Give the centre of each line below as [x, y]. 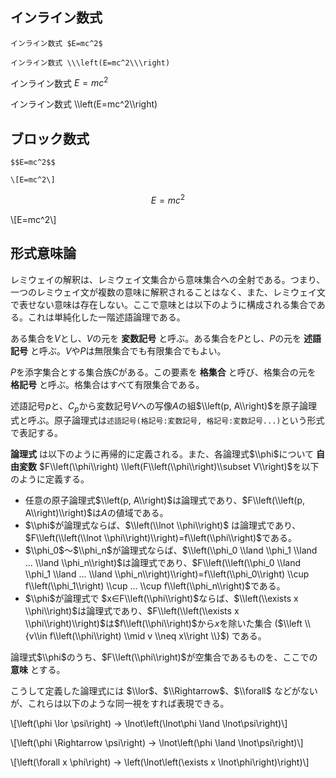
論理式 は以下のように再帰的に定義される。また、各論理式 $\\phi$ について [162, 454]
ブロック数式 [50, 138]
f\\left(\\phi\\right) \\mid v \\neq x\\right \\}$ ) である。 [158, 635]
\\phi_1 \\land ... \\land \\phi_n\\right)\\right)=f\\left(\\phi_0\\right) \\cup [167, 574]
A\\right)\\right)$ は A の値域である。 [96, 512]
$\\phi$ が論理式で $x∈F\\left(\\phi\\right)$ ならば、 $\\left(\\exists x [161, 598]
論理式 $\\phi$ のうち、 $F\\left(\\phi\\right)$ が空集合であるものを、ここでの [164, 657]
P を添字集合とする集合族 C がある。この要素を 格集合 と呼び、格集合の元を [163, 372]
